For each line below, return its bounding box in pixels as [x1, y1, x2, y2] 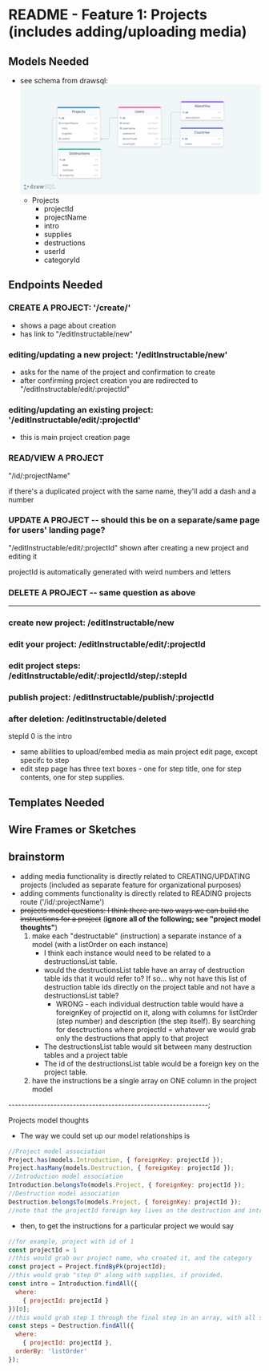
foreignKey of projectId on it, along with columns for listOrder [55, 1007, 258, 1017]
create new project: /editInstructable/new [8, 617, 175, 628]
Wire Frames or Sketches [8, 823, 137, 837]
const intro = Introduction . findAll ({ [8, 1280, 138, 1288]
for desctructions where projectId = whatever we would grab [55, 1024, 256, 1034]
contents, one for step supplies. [19, 772, 125, 782]
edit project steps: [8, 659, 82, 671]
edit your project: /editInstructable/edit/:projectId [8, 639, 206, 650]
